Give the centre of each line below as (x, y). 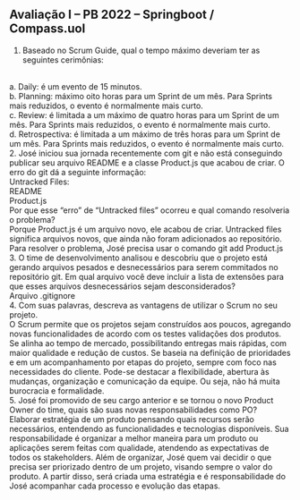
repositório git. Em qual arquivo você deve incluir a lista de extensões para (147, 276)
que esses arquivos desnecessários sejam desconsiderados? (122, 286)
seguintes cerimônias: (63, 59)
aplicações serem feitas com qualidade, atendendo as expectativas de (139, 447)
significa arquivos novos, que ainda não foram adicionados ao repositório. (146, 238)
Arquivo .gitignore (43, 295)
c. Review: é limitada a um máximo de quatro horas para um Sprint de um (144, 114)
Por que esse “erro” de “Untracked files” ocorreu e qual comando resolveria (150, 210)
